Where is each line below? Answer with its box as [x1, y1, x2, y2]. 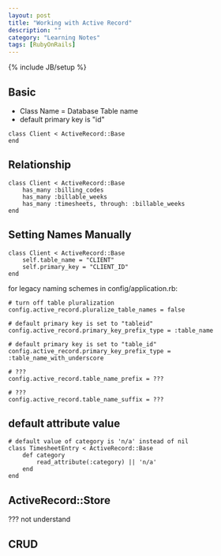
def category [22, 451, 66, 460]
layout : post [8, 11, 51, 20]
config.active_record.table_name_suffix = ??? [8, 395, 164, 403]
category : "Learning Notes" [8, 33, 101, 42]
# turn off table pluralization [8, 299, 114, 307]
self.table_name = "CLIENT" [22, 256, 114, 264]
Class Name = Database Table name [19, 106, 138, 115]
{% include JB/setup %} [8, 62, 87, 72]
